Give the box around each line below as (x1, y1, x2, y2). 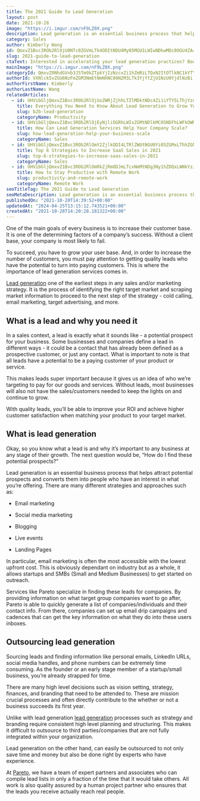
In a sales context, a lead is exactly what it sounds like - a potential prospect (6, 332, 193, 339)
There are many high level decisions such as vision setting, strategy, (6, 684, 174, 691)
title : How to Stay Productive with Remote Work (17, 169, 140, 176)
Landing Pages (14, 546, 52, 553)
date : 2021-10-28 (6, 20, 49, 26)
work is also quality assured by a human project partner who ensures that (6, 781, 187, 788)
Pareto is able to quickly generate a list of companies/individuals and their (6, 601, 187, 608)
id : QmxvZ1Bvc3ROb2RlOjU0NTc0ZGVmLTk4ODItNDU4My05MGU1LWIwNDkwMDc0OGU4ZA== (6, 48, 198, 54)
